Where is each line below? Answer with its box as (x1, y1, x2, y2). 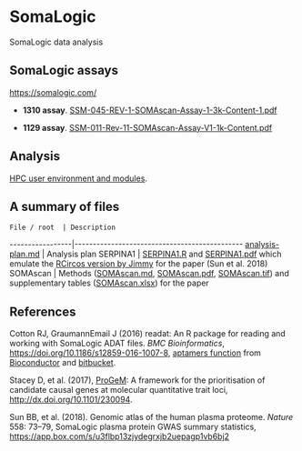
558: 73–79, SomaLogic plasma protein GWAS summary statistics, (9, 421, 257, 433)
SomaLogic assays (9, 63, 118, 78)
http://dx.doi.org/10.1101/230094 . (9, 394, 133, 406)
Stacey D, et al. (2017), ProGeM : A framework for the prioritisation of (9, 375, 266, 386)
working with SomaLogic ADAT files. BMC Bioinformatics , (9, 338, 226, 349)
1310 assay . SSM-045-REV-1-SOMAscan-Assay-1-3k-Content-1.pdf (22, 105, 277, 115)
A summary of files (9, 198, 120, 215)
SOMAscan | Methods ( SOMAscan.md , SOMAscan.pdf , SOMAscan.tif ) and (9, 268, 289, 279)
